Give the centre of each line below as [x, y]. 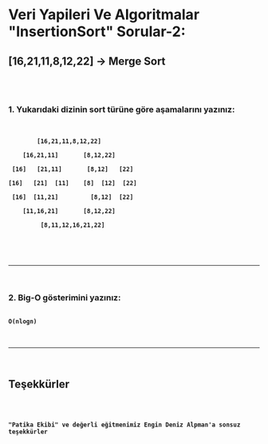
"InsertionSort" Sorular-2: [97, 32]
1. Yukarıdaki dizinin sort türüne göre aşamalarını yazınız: [122, 109]
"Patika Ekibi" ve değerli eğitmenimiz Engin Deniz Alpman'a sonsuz [124, 425]
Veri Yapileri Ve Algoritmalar [104, 15]
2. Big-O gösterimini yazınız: [65, 298]
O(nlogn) [23, 321]
